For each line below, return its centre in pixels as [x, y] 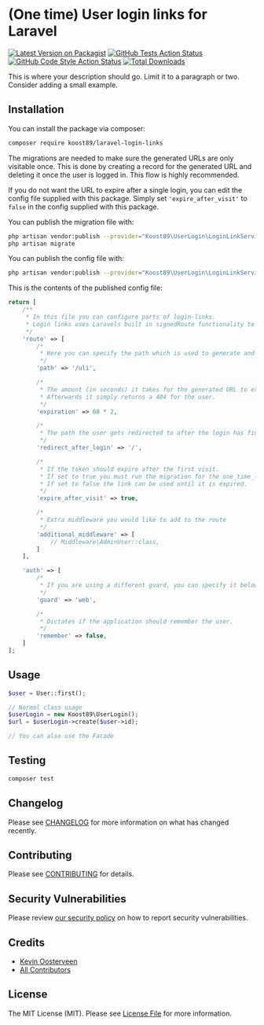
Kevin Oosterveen [48, 961]
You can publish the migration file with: [71, 222]
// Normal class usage [45, 707]
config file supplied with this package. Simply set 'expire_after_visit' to [128, 198]
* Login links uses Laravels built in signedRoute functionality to [140, 324]
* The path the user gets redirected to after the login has [142, 433]
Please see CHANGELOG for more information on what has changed [119, 822]
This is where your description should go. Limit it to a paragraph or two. [124, 76]
